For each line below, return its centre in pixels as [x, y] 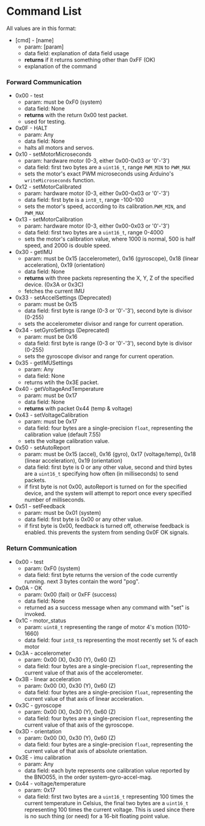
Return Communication [42, 549]
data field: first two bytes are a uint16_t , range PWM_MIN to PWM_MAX [107, 168]
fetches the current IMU [54, 291]
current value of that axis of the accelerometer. [84, 673]
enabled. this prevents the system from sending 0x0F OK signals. [107, 533]
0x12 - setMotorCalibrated [48, 187]
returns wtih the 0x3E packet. [61, 382]
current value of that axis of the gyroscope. [79, 725]
